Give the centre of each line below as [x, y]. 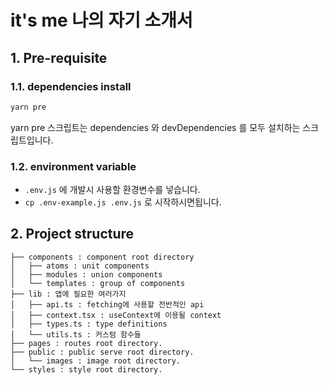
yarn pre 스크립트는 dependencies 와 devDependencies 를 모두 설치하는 [155, 127]
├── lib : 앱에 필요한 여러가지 [68, 294]
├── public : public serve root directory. [102, 352]
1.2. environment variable [73, 166]
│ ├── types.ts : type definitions [89, 324]
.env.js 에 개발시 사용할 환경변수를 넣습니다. [112, 190]
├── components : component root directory [102, 257]
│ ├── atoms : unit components [80, 266]
